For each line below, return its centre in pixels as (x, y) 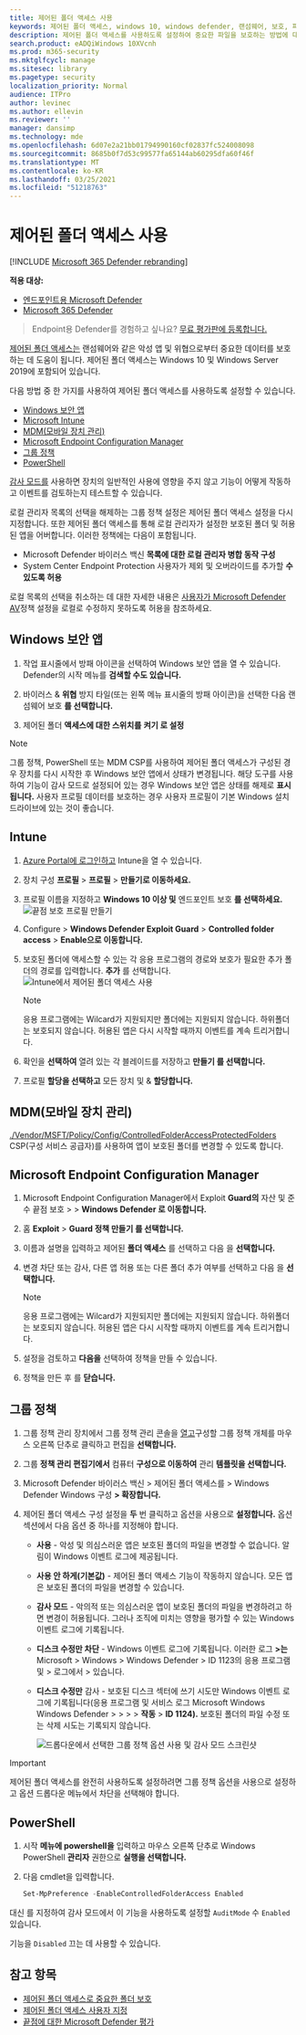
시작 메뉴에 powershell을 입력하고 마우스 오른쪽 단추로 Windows (139, 1845)
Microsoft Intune (53, 420)
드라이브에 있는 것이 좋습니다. (62, 807)
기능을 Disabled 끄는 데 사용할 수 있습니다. (85, 1943)
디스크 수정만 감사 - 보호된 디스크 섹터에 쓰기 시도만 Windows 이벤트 (158, 1692)
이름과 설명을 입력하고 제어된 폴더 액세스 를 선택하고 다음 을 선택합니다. (149, 1249)
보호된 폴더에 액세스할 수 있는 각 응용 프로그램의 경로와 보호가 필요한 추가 (153, 959)
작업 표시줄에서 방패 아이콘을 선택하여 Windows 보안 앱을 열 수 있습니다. (151, 663)
